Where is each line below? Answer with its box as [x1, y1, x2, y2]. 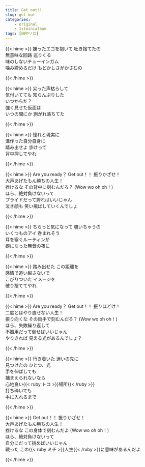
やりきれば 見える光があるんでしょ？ [5, 335, 82, 341]
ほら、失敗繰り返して [5, 323, 50, 328]
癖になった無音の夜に [5, 243, 50, 249]
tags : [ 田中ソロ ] [5, 31, 39, 36]
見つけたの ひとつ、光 [5, 362, 51, 368]
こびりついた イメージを [5, 276, 56, 282]
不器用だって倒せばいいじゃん [5, 329, 68, 335]
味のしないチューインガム [5, 59, 59, 64]
